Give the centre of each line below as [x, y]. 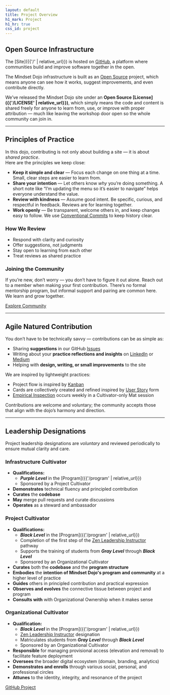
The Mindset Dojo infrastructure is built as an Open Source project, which [82, 77]
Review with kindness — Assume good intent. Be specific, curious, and [88, 199]
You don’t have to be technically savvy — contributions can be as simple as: [84, 339]
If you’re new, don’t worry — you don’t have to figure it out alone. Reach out [84, 280]
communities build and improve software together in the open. [70, 67]
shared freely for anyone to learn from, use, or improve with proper [75, 108]
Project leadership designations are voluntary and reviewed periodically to [83, 443]
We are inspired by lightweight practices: [48, 375]
